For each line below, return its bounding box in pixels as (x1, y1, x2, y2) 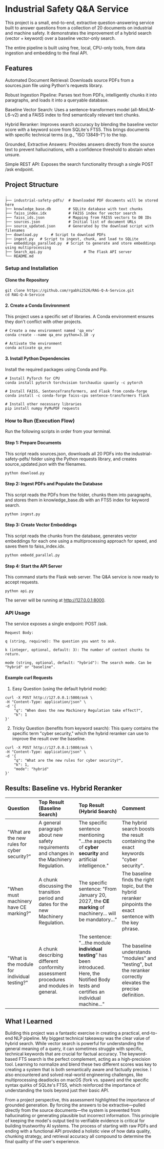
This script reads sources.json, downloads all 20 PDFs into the (5, 450, 131, 456)
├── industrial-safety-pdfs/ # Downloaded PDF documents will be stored (5, 198, 159, 203)
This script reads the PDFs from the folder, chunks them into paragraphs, (5, 492, 152, 498)
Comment (122, 805, 145, 812)
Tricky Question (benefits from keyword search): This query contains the (12, 725, 159, 731)
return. (5, 651, 21, 656)
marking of (79, 903, 105, 910)
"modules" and (122, 954, 156, 961)
